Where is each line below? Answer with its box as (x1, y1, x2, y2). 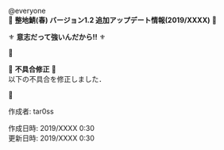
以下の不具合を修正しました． (8, 75, 106, 83)
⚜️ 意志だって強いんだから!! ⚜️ (8, 33, 106, 41)
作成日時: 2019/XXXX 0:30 (8, 124, 95, 133)
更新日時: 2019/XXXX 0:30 (8, 133, 95, 143)
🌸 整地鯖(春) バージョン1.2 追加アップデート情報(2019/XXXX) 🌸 (8, 15, 217, 25)
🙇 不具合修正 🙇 (8, 64, 57, 74)
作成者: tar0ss (8, 106, 54, 116)
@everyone (8, 6, 46, 15)
